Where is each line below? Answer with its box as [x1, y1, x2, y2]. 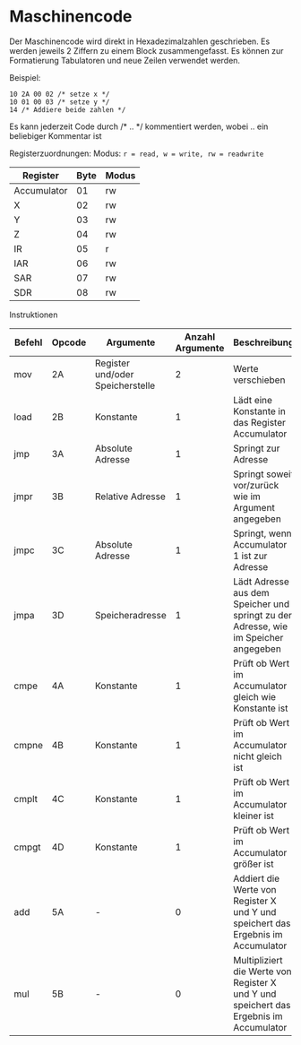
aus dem [232, 586, 271, 599]
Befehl [13, 336, 43, 349]
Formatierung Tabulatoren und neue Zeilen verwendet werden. [9, 55, 240, 65]
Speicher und [232, 598, 290, 610]
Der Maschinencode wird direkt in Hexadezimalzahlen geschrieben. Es [9, 36, 271, 47]
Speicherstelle [95, 379, 156, 392]
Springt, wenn [232, 527, 293, 540]
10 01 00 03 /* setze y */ [9, 97, 110, 107]
